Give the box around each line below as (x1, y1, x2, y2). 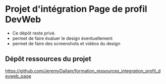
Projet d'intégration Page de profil (5, 3, 148, 15)
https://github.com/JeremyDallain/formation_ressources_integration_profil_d (5, 68, 161, 74)
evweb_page (5, 73, 31, 79)
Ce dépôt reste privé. (12, 30, 56, 36)
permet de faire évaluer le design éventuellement (12, 35, 113, 41)
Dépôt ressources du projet (5, 55, 92, 63)
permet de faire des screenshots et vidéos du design (12, 40, 120, 46)
